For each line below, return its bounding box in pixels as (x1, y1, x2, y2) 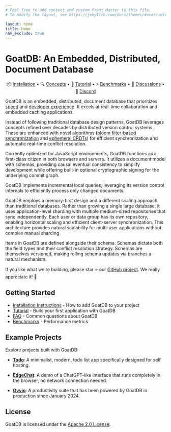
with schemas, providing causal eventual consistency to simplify (5, 161, 140, 167)
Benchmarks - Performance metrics (12, 318, 88, 324)
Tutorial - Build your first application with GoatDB (12, 307, 116, 314)
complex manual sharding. (5, 230, 61, 236)
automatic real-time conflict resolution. (5, 141, 87, 147)
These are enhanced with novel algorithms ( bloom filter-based (5, 130, 136, 136)
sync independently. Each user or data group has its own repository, (5, 214, 149, 220)
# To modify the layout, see (5, 12, 67, 17)
